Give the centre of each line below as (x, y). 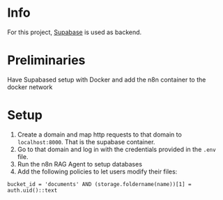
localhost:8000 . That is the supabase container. (86, 141)
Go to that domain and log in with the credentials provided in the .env (116, 149)
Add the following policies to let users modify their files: (97, 171)
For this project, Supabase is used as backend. (75, 32)
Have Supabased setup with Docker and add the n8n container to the (107, 79)
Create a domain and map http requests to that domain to (100, 134)
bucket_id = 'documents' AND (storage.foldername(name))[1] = (99, 184)
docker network (30, 87)
